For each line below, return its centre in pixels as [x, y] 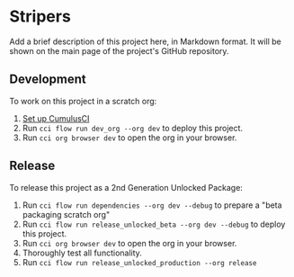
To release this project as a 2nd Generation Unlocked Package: [126, 187]
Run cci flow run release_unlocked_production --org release [139, 262]
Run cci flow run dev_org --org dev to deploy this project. [133, 128]
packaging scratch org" [66, 214]
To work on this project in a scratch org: [83, 101]
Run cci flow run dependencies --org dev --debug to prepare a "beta [152, 205]
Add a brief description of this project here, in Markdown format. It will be [145, 41]
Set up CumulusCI [56, 118]
